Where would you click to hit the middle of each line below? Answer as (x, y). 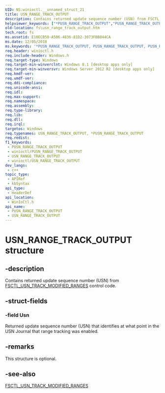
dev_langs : (16, 165)
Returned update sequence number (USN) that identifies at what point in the (82, 326)
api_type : (15, 188)
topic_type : (17, 175)
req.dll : (14, 119)
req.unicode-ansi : (24, 87)
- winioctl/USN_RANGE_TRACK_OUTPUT (43, 161)
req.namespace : (21, 101)
